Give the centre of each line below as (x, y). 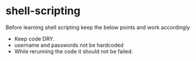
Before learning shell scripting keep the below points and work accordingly (98, 27)
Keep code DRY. (34, 38)
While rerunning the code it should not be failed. (73, 51)
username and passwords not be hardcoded (69, 45)
